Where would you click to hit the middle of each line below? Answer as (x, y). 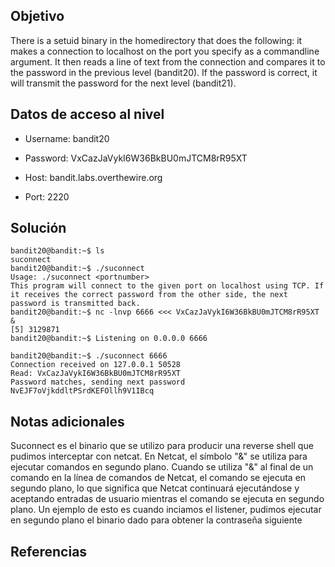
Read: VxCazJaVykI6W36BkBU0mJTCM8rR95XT (96, 374)
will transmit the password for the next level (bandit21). (123, 83)
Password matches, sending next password (98, 382)
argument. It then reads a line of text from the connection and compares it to (168, 61)
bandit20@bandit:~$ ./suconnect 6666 (89, 356)
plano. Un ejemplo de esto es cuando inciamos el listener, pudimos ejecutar (166, 510)
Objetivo (37, 16)
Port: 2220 (47, 196)
